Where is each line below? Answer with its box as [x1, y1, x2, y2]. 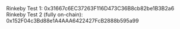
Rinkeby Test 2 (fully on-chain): [6, 11, 83, 18]
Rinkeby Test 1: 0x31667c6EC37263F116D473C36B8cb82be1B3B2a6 [6, 5, 175, 12]
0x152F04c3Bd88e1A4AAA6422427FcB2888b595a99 [6, 17, 139, 24]
